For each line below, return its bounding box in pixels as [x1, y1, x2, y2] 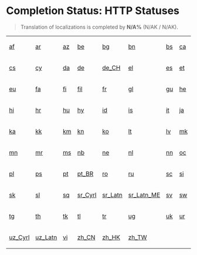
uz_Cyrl [9, 233, 30, 241]
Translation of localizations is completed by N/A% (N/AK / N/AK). [20, 23, 179, 30]
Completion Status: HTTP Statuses [6, 4, 180, 18]
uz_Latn [35, 233, 57, 241]
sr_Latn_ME [128, 191, 161, 199]
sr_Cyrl [77, 191, 97, 199]
